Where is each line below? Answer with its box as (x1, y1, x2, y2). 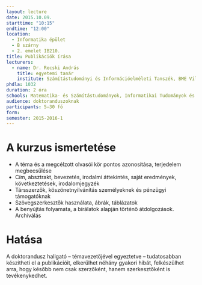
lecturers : (6, 59, 34, 65)
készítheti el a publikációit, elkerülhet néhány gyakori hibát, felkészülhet (6, 259, 185, 266)
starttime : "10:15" (6, 20, 55, 26)
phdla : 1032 (6, 82, 36, 88)
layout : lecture (6, 8, 47, 15)
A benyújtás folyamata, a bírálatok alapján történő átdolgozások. (14, 206, 174, 213)
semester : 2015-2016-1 (6, 115, 63, 121)
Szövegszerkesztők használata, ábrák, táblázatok (14, 199, 138, 206)
